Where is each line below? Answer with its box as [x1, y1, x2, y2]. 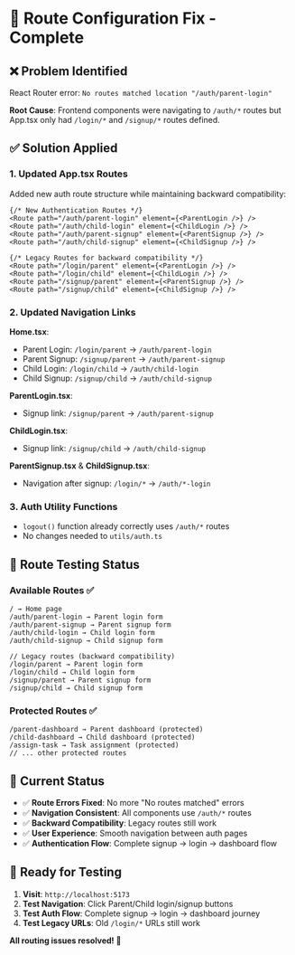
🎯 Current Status [9, 773, 106, 789]
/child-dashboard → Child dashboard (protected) [9, 733, 196, 742]
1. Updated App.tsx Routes [9, 167, 128, 180]
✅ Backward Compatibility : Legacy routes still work [22, 818, 217, 828]
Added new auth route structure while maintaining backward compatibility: [9, 188, 287, 199]
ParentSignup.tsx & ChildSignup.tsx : [9, 460, 151, 471]
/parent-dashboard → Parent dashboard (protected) [9, 725, 204, 734]
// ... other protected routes [9, 749, 127, 758]
